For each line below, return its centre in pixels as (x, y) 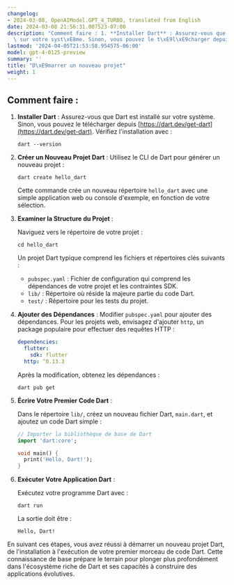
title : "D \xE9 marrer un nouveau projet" (67, 65)
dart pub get (36, 387)
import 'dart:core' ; (47, 440)
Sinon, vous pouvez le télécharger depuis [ (79, 124)
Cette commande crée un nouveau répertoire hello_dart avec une (112, 190)
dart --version (39, 145)
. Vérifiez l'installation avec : (132, 132)
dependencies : (38, 342)
